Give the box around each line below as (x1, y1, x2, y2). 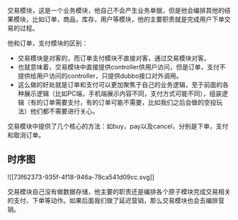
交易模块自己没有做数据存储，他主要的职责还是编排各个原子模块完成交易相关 (7, 187, 231, 196)
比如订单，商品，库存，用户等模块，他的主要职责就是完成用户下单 (31, 15, 225, 23)
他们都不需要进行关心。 (30, 107, 99, 115)
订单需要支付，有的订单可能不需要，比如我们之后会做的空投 (42, 98, 217, 106)
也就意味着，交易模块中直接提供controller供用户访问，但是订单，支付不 (17, 63, 226, 71)
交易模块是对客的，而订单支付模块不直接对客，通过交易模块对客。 (17, 54, 210, 62)
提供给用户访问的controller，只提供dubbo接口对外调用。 (17, 71, 183, 80)
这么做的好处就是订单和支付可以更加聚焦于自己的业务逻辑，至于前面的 (17, 81, 223, 88)
